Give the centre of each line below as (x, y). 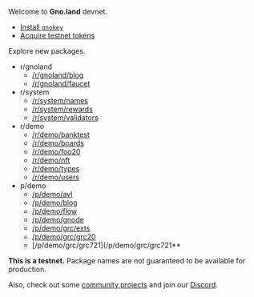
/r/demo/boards (58, 143)
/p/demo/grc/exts (61, 228)
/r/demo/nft (51, 160)
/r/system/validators (65, 118)
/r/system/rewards (62, 109)
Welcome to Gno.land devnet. (58, 12)
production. (27, 269)
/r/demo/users (56, 177)
